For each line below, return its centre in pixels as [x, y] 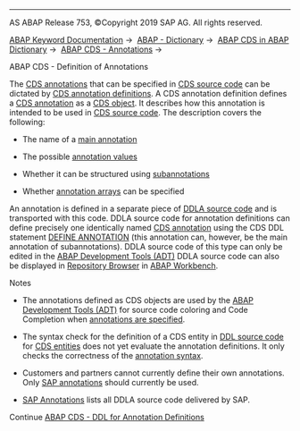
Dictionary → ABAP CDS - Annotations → [86, 49]
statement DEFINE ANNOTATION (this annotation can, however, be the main [149, 237]
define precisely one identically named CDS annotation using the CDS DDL [146, 228]
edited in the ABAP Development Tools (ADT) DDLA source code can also [144, 256]
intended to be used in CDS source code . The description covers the [135, 112]
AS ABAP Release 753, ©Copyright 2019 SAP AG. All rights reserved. [136, 22]
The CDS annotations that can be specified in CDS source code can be [140, 84]
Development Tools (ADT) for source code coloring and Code [135, 310]
